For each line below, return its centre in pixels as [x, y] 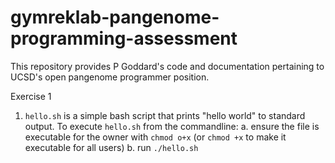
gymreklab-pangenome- [115, 17]
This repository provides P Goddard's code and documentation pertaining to [167, 66]
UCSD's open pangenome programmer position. [110, 77]
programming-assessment [124, 38]
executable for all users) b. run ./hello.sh [111, 147]
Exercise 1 [31, 96]
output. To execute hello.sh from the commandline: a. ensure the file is [172, 126]
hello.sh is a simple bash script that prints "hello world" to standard [165, 115]
